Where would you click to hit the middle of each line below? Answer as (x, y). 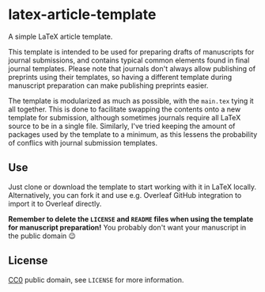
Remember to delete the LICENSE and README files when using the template (131, 218)
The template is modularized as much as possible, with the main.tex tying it (131, 100)
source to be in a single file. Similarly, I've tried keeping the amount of (122, 126)
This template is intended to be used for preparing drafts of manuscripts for (131, 51)
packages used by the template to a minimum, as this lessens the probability (133, 134)
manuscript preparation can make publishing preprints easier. (108, 85)
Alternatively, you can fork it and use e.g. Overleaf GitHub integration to (125, 195)
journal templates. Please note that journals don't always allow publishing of (132, 68)
